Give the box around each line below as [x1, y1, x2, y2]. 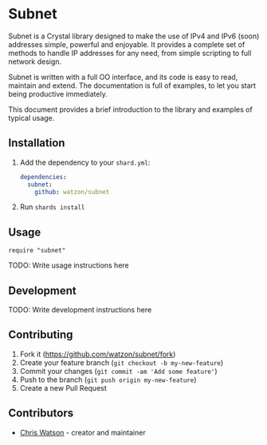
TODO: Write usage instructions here [8, 260, 129, 270]
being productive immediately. [8, 89, 108, 98]
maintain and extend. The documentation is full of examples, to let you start [8, 81, 257, 90]
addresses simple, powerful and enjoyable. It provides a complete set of [8, 39, 245, 49]
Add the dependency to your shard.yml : [19, 157, 151, 167]
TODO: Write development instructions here [8, 305, 152, 314]
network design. [8, 57, 62, 66]
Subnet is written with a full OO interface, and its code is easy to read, [8, 72, 238, 81]
